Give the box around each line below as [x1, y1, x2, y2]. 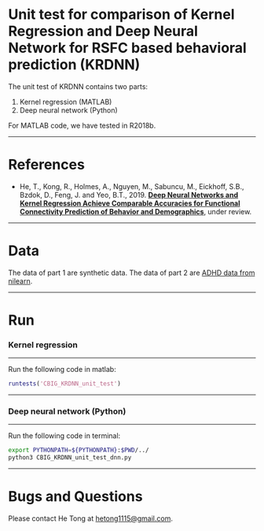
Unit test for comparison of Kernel [8, 6, 235, 24]
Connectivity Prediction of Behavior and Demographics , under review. [19, 206, 252, 216]
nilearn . [8, 276, 33, 285]
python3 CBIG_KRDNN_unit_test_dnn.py [8, 454, 132, 462]
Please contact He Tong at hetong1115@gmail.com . [8, 514, 173, 523]
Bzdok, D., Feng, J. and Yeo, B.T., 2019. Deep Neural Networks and [19, 190, 239, 199]
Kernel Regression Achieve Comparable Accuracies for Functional [19, 199, 241, 208]
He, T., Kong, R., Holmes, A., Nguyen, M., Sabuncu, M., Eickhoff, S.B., [19, 181, 244, 191]
